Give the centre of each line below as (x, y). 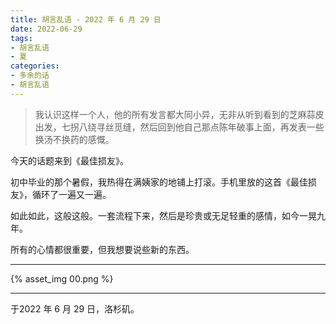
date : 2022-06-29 (46, 29)
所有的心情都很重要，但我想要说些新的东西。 (102, 249)
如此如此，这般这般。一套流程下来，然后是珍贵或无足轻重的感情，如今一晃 (163, 215)
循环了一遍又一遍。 (71, 194)
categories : (35, 66)
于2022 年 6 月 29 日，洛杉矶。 (75, 308)
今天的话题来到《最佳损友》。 (69, 160)
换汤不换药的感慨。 (74, 139)
